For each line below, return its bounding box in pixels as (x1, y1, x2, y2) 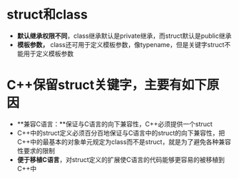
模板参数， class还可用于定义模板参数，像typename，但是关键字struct (16, 40, 225, 48)
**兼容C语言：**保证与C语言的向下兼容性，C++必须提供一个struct (16, 119, 213, 128)
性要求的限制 (16, 146, 55, 155)
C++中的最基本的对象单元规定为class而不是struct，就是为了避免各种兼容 (16, 137, 231, 146)
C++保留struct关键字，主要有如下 (6, 77, 208, 93)
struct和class (6, 6, 88, 23)
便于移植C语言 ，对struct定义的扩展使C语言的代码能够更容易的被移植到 (16, 155, 225, 164)
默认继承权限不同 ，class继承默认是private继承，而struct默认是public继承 (16, 31, 232, 40)
